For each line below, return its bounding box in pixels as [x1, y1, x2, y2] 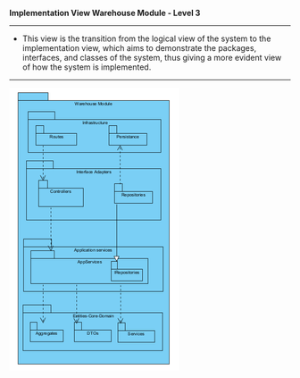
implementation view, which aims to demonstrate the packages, [21, 43, 257, 53]
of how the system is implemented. [21, 62, 152, 72]
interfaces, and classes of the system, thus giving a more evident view [21, 53, 282, 63]
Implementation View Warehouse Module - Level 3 [9, 8, 201, 18]
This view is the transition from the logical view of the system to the [21, 33, 271, 44]
